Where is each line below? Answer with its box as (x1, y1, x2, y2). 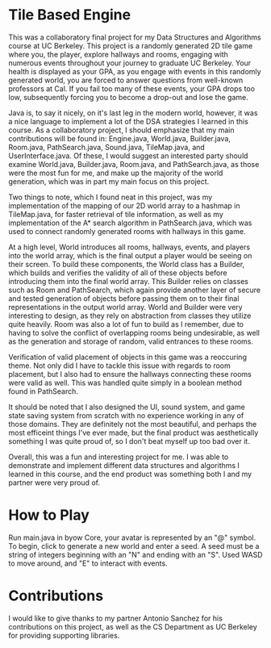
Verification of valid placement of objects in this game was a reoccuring (8, 352, 248, 362)
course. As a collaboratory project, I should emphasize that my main (8, 125, 235, 135)
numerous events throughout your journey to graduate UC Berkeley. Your (8, 58, 252, 68)
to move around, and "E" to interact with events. (8, 558, 168, 568)
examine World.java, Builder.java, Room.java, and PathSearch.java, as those (8, 159, 260, 169)
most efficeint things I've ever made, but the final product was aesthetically (8, 428, 259, 437)
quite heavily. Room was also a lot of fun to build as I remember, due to (8, 319, 244, 328)
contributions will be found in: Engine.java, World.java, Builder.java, (8, 133, 231, 143)
